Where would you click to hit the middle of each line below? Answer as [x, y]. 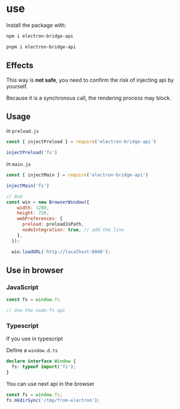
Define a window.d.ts [32, 350]
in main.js [19, 164]
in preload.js [23, 131]
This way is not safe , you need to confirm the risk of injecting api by [90, 80]
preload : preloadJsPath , [53, 225]
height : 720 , [33, 213]
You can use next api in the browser [50, 383]
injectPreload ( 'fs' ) [32, 153]
